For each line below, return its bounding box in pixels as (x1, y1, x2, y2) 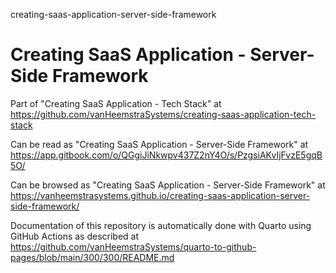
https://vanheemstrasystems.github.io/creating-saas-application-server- (10, 189, 311, 201)
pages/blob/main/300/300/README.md (10, 251, 175, 263)
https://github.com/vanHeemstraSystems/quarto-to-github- (10, 240, 257, 253)
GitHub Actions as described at (10, 230, 140, 242)
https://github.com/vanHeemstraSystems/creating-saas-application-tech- (10, 108, 317, 120)
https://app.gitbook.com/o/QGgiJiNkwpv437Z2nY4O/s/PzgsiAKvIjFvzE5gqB (10, 149, 323, 161)
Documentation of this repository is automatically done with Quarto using (10, 219, 312, 231)
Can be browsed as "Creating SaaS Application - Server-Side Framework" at (10, 179, 326, 191)
